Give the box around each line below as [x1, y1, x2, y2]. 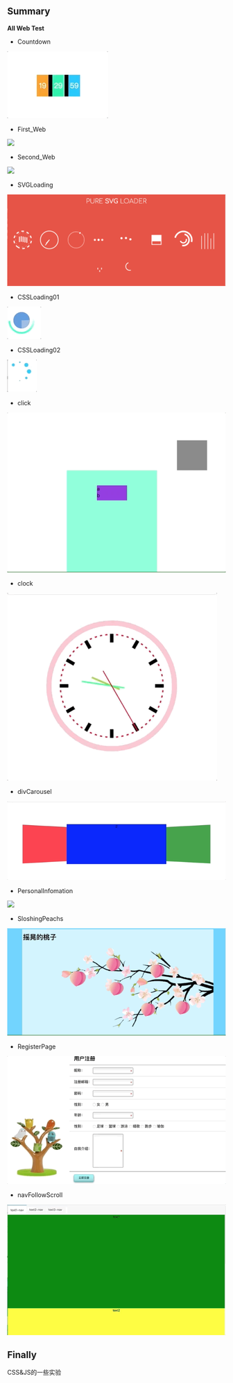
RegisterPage [17, 1042, 56, 1051]
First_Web [17, 125, 46, 133]
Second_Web [17, 153, 55, 161]
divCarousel [17, 788, 52, 796]
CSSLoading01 [17, 293, 60, 301]
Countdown [17, 37, 51, 46]
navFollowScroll [17, 1191, 63, 1199]
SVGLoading [17, 180, 53, 189]
